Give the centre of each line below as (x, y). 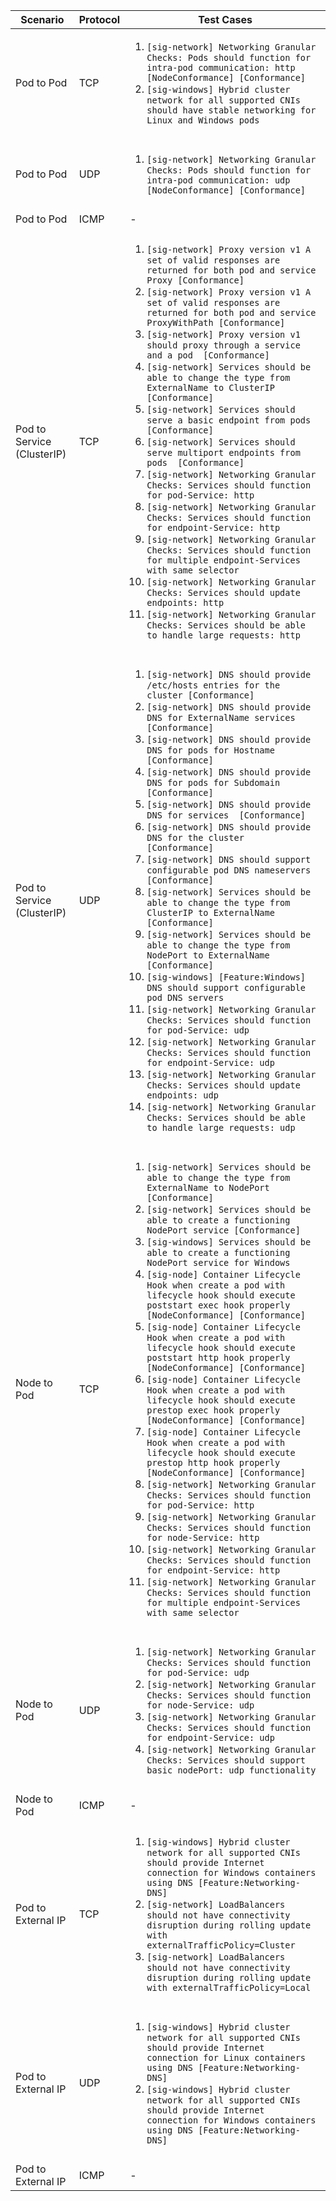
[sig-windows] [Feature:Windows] (226, 977)
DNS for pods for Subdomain (213, 782)
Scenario (42, 19)
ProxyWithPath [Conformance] (216, 322)
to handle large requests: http (223, 635)
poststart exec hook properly (218, 1305)
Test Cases (225, 19)
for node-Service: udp (200, 1705)
